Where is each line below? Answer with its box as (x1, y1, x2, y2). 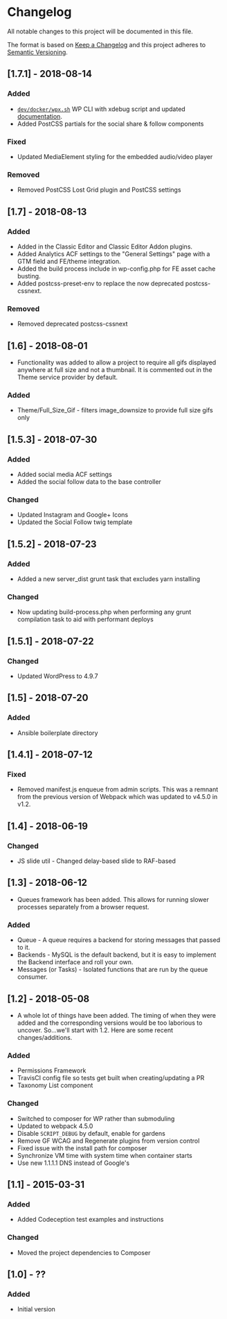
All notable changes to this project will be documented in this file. (7, 27, 194, 35)
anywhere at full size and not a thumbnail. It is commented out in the (17, 366, 212, 374)
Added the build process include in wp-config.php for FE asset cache (17, 264, 216, 273)
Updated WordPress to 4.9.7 (17, 671, 98, 680)
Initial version (17, 1305, 55, 1313)
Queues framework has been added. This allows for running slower (17, 895, 209, 903)
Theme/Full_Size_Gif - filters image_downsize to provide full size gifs (17, 406, 213, 414)
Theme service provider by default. (17, 373, 118, 382)
